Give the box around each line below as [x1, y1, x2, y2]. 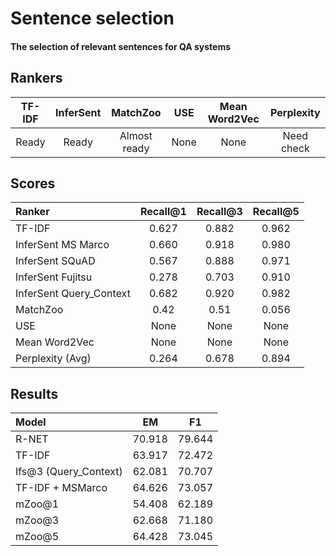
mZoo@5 [15, 530, 60, 544]
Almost [119, 128, 153, 142]
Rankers [10, 70, 63, 87]
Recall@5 [252, 205, 300, 219]
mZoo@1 [15, 497, 60, 511]
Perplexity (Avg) [15, 352, 92, 366]
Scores [10, 175, 56, 192]
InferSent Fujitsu [15, 270, 93, 284]
